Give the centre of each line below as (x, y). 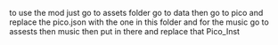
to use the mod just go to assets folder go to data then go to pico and (136, 13)
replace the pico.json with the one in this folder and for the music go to (139, 22)
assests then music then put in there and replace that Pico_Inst (125, 31)
